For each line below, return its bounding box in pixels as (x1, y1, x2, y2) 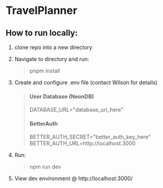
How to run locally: (5, 28, 78, 38)
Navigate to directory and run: (14, 56, 89, 62)
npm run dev (29, 163, 62, 170)
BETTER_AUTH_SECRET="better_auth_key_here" (29, 134, 152, 141)
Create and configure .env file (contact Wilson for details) (14, 79, 158, 86)
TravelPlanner (5, 4, 78, 18)
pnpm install (29, 67, 60, 74)
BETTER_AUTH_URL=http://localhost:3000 (29, 140, 136, 147)
